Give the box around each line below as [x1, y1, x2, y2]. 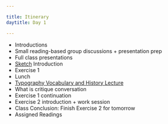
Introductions [14, 41, 47, 48]
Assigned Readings [14, 111, 62, 118]
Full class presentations [14, 54, 73, 61]
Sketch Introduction [14, 60, 64, 67]
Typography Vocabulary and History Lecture [14, 79, 123, 86]
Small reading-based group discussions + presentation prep [14, 47, 162, 54]
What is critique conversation [14, 85, 87, 92]
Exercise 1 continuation [14, 92, 71, 99]
